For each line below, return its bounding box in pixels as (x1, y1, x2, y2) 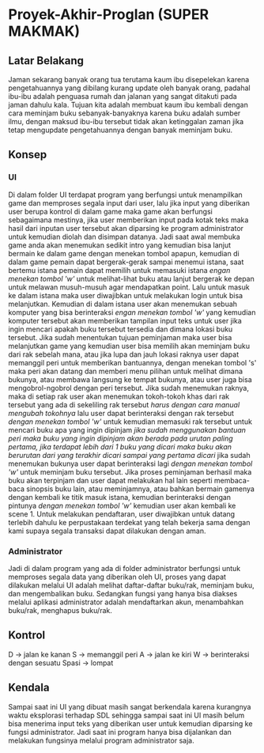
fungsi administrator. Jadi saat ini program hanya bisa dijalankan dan (8, 727, 232, 736)
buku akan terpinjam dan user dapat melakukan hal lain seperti (8, 475, 213, 485)
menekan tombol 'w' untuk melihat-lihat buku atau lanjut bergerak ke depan (8, 274, 255, 283)
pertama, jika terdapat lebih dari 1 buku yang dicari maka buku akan (8, 441, 232, 452)
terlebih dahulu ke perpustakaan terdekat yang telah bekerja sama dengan (8, 517, 251, 527)
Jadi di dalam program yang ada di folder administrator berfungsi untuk (8, 563, 241, 573)
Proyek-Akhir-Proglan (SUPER (8, 6, 209, 24)
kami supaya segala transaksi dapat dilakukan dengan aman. (8, 526, 206, 535)
